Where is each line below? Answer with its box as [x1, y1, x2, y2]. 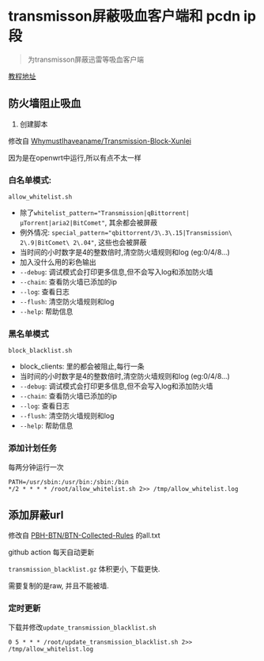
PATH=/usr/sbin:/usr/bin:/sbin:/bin [8, 478, 129, 486]
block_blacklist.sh [8, 347, 73, 355]
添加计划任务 [8, 443, 58, 454]
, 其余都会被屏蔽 [104, 218, 158, 228]
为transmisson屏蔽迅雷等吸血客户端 [27, 55, 145, 64]
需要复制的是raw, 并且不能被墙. [8, 581, 109, 591]
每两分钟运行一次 [8, 462, 64, 471]
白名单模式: [8, 175, 52, 186]
